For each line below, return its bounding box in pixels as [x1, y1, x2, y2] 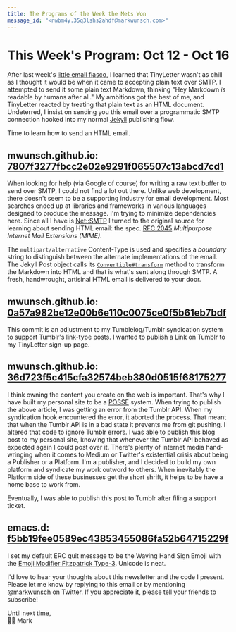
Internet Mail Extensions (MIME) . [7, 232, 102, 240]
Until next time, [7, 609, 51, 617]
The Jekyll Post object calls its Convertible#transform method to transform [7, 260, 225, 268]
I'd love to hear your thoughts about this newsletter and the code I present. [7, 572, 225, 581]
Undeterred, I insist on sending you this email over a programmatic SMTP [7, 108, 220, 116]
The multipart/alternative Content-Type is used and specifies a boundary [7, 245, 227, 254]
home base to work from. [7, 480, 81, 488]
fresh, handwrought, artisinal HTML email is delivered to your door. [7, 275, 201, 284]
